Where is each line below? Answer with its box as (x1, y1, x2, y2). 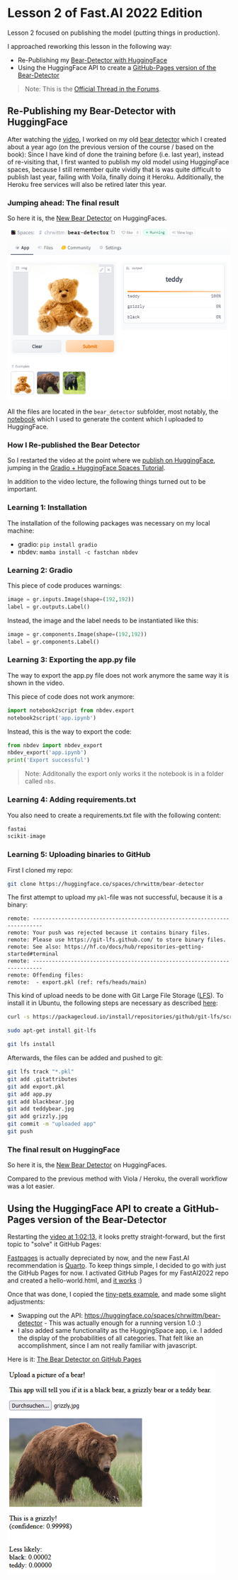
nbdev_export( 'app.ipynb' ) (7, 749, 87, 756)
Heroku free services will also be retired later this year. (7, 180, 167, 188)
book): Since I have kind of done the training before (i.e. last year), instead (7, 150, 225, 159)
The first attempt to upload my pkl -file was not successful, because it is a (7, 893, 223, 902)
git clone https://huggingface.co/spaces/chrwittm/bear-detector (7, 880, 204, 887)
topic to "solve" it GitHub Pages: (7, 1240, 101, 1249)
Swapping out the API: (17, 1312, 83, 1320)
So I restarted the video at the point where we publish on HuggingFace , (7, 456, 216, 465)
